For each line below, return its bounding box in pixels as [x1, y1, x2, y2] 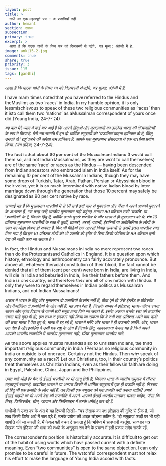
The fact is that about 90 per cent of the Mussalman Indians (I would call [5, 151, 152, 157]
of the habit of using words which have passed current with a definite [5, 439, 146, 445]
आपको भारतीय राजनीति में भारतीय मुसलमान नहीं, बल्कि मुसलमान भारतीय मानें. [5, 330, 125, 336]
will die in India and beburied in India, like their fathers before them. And [5, 272, 151, 278]
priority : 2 [5, 62, 29, 67]
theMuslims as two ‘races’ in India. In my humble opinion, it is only [5, 99, 139, 106]
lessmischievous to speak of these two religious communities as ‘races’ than [5, 105, 160, 111]
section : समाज [5, 26, 33, 31]
